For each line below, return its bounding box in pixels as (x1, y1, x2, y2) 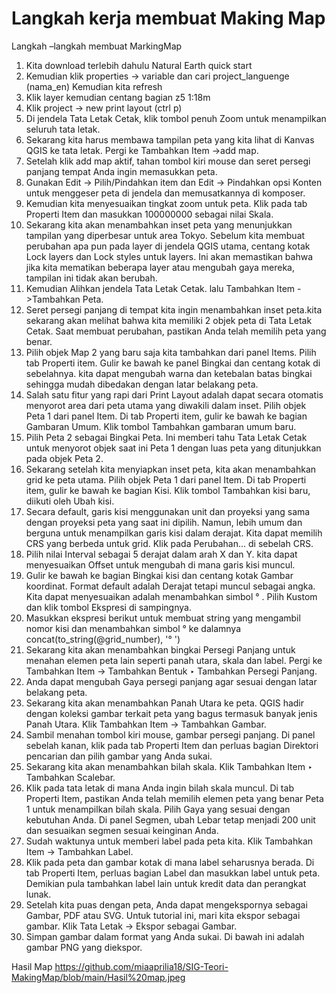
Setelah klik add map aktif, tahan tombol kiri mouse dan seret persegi (25, 155, 311, 167)
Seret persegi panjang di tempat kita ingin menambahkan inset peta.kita (25, 303, 323, 316)
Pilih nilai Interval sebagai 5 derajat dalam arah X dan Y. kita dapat (25, 548, 298, 560)
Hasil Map (11, 960, 53, 972)
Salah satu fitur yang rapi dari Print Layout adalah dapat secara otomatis (25, 388, 324, 401)
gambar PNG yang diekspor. (25, 941, 143, 953)
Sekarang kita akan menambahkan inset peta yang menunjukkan (25, 218, 293, 231)
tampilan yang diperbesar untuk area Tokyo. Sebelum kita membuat (25, 229, 306, 241)
